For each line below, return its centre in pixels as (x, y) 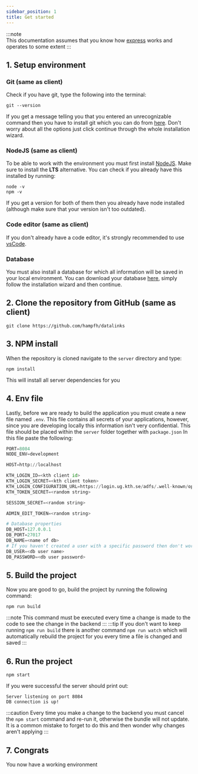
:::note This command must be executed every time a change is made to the (98, 617)
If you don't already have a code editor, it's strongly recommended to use (95, 238)
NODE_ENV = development (33, 454)
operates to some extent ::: (39, 46)
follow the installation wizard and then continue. (64, 285)
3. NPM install (32, 344)
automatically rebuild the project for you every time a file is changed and (94, 636)
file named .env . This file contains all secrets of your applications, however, (98, 419)
